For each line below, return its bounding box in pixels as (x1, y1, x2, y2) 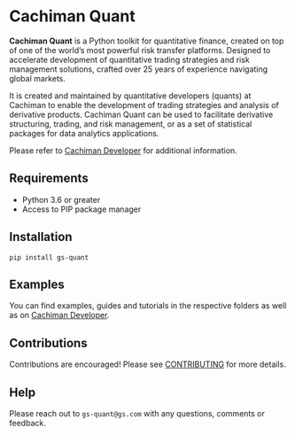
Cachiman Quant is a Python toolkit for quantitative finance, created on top (9, 35, 284, 46)
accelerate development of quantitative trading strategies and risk (9, 54, 250, 65)
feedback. (9, 418, 46, 428)
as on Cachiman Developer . (9, 310, 110, 321)
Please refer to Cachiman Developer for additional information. (9, 144, 237, 156)
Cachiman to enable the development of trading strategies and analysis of (9, 99, 279, 110)
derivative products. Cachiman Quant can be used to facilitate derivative (9, 109, 274, 120)
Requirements (9, 171, 89, 186)
